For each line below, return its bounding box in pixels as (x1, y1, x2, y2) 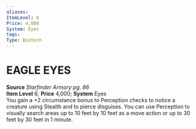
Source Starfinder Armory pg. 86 (6, 83, 90, 91)
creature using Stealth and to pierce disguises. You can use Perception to (6, 103, 190, 110)
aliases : (6, 9, 29, 15)
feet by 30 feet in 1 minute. (6, 116, 73, 123)
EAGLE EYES (6, 63, 72, 77)
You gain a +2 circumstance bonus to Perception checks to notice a (6, 96, 176, 103)
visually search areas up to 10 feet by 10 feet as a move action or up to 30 (6, 109, 191, 116)
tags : (6, 32, 20, 38)
